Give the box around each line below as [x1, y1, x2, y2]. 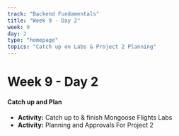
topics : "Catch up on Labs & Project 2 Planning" [7, 43, 157, 50]
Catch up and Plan [7, 97, 62, 106]
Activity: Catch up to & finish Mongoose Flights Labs [17, 113, 173, 122]
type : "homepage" [7, 37, 59, 44]
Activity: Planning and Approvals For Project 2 [17, 121, 154, 130]
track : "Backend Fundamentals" [7, 10, 100, 18]
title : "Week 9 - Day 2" [7, 17, 81, 24]
